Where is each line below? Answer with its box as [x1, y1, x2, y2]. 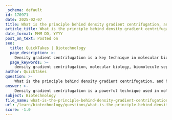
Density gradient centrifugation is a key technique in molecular [14, 55, 159, 60]
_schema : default [5, 7, 42, 13]
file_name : [5, 98, 29, 103]
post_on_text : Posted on [5, 36, 58, 41]
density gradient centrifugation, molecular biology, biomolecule [14, 64, 159, 69]
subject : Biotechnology [5, 93, 56, 98]
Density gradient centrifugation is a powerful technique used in [14, 88, 159, 93]
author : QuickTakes [5, 69, 47, 75]
